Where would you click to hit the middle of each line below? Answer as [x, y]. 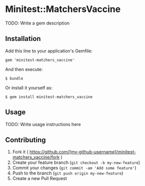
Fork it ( [20, 152]
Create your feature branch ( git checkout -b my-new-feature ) [76, 162]
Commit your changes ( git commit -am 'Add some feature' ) [74, 168]
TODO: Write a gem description [37, 23]
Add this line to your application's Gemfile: [49, 50]
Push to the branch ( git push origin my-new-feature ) [68, 173]
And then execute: [24, 69]
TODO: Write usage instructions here [43, 124]
